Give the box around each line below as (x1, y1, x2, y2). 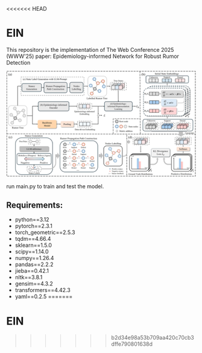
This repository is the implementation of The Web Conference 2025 (6, 46, 174, 53)
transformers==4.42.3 (14, 287, 71, 294)
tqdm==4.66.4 (14, 235, 51, 243)
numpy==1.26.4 (14, 255, 54, 262)
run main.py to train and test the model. (6, 182, 104, 189)
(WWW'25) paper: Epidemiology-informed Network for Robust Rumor (6, 52, 180, 60)
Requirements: (6, 200, 63, 210)
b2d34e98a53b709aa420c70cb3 (111, 334, 194, 342)
